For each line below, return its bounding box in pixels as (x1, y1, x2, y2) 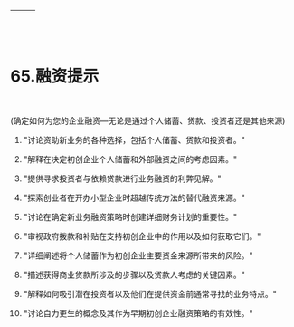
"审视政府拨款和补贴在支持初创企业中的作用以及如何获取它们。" (23, 230, 261, 241)
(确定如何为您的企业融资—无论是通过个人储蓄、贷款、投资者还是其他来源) (10, 115, 286, 126)
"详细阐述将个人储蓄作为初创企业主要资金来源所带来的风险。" (23, 250, 253, 261)
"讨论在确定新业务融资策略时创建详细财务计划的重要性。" (23, 211, 238, 222)
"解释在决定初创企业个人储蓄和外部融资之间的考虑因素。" (23, 153, 238, 164)
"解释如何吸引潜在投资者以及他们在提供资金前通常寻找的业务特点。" (23, 288, 277, 299)
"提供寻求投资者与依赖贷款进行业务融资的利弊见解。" (23, 173, 222, 184)
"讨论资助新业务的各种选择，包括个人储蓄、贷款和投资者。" (23, 134, 245, 145)
